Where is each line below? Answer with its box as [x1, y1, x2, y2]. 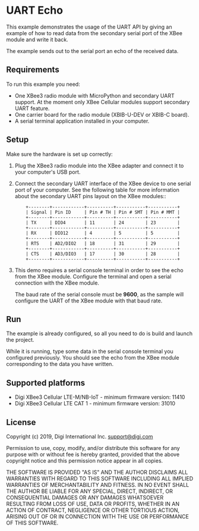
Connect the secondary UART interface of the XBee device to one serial [14, 180, 191, 187]
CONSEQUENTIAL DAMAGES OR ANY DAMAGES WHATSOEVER [6, 494, 164, 501]
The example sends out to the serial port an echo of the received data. [6, 47, 179, 54]
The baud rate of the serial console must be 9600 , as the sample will [14, 291, 184, 298]
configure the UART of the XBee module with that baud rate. [14, 297, 163, 304]
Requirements [6, 65, 59, 75]
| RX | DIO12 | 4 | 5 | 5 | [26, 230, 180, 236]
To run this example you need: [6, 80, 80, 88]
